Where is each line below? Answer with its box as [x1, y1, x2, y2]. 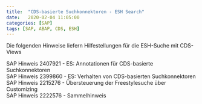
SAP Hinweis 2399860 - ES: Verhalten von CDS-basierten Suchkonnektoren [6, 73, 196, 80]
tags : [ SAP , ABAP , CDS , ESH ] [6, 25, 80, 32]
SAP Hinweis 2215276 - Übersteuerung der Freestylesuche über [6, 79, 166, 87]
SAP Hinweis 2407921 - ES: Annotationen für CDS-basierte [6, 60, 154, 67]
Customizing [6, 85, 38, 93]
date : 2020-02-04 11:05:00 [6, 14, 80, 20]
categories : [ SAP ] [6, 20, 53, 26]
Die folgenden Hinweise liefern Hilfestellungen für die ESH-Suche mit [6, 42, 179, 49]
